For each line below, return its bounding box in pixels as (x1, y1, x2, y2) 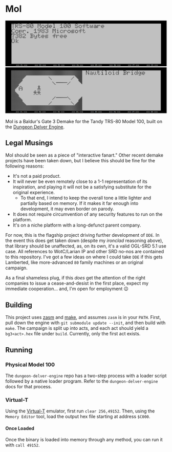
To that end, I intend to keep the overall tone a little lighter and (20, 195, 152, 201)
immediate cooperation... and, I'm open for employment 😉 (5, 286, 129, 292)
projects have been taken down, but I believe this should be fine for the (5, 158, 155, 164)
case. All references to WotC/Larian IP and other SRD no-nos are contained (5, 249, 164, 255)
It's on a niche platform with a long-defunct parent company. (12, 222, 141, 229)
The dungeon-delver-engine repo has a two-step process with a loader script (5, 372, 167, 379)
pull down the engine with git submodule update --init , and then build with (5, 319, 166, 326)
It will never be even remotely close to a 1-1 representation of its (12, 178, 147, 185)
